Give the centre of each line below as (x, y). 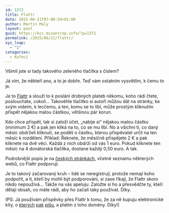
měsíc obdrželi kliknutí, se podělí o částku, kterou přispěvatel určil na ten (81, 133)
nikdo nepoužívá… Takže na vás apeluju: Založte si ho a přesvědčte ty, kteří (84, 184)
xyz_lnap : (16, 43)
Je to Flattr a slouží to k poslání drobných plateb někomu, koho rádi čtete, (82, 96)
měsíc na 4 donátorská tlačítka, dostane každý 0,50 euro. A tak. (72, 149)
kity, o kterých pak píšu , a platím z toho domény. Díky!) (62, 205)
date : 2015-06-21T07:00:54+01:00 (40, 19)
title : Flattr (20, 15)
